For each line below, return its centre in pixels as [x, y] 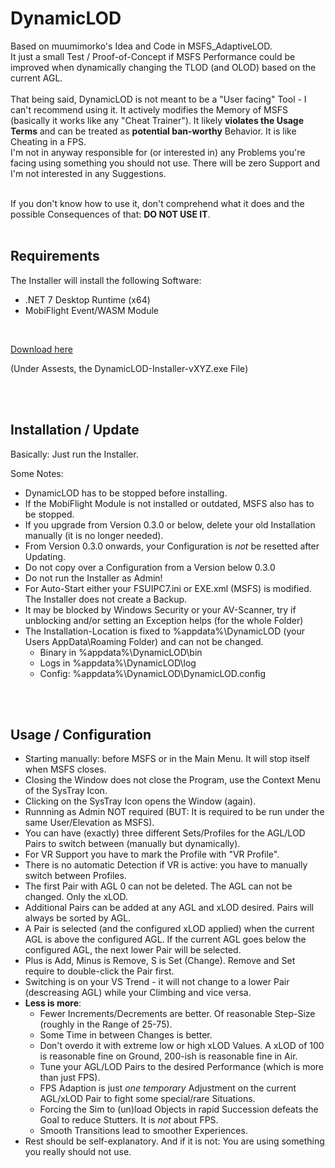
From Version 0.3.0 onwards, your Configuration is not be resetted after [172, 546]
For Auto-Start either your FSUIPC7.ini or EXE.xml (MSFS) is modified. [168, 588]
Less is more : [53, 1003]
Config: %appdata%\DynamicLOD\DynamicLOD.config [153, 673]
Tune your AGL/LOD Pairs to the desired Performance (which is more [182, 1067]
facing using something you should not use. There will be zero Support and [165, 163]
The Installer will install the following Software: [106, 280]
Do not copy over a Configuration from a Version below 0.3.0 [150, 567]
